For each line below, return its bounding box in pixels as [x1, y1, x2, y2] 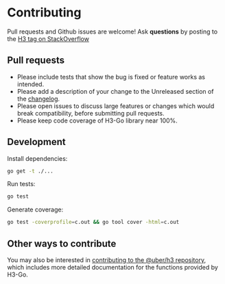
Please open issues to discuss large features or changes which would [16, 101, 215, 110]
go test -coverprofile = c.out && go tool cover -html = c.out [7, 219, 180, 226]
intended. [16, 80, 45, 88]
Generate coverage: [7, 205, 64, 214]
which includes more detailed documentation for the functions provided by [7, 263, 218, 271]
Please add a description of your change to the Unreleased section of [16, 87, 214, 95]
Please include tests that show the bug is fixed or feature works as [16, 73, 206, 81]
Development [7, 136, 67, 148]
